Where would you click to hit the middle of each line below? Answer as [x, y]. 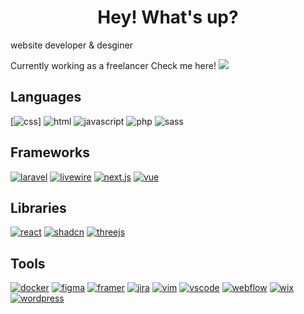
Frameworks [50, 152]
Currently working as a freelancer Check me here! [113, 65]
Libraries [38, 207]
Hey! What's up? [168, 17]
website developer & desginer [71, 45]
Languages [46, 97]
